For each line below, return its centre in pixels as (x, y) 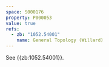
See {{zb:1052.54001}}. (35, 58)
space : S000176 (25, 12)
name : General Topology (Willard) (60, 40)
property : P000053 (29, 18)
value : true (21, 23)
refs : (12, 29)
